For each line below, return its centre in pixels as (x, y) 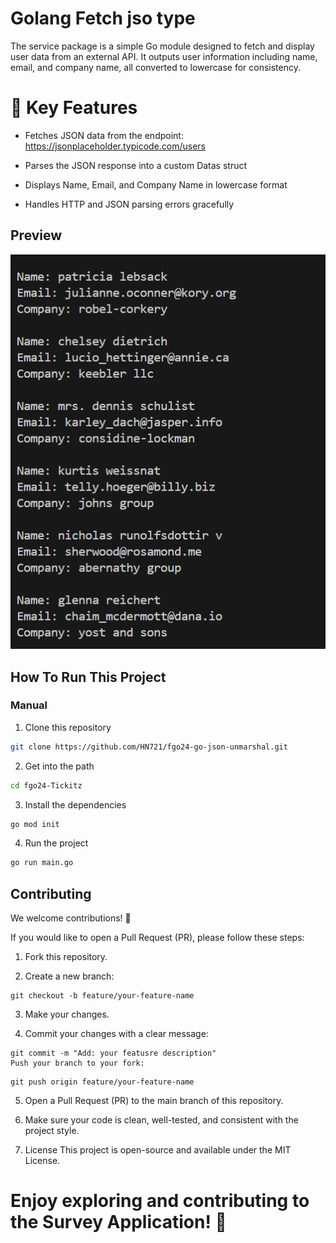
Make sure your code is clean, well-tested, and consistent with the (161, 1120)
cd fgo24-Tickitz (46, 785)
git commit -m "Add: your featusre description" (113, 1053)
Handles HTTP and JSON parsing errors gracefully (129, 204)
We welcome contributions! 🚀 (71, 918)
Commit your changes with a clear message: (116, 1034)
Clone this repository (68, 727)
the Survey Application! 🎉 (118, 1222)
